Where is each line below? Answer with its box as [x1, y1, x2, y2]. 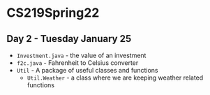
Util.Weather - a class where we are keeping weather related [27, 73, 204, 82]
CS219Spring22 [6, 5, 100, 21]
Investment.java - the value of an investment [16, 51, 147, 59]
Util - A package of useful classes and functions [16, 66, 158, 74]
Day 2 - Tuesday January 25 [6, 33, 132, 45]
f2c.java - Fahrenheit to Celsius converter [16, 59, 139, 67]
